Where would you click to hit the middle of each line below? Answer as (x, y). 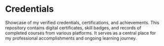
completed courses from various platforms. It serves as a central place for (81, 33)
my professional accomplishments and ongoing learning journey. (71, 38)
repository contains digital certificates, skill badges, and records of (73, 27)
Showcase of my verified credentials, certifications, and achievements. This (82, 23)
